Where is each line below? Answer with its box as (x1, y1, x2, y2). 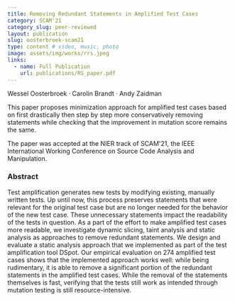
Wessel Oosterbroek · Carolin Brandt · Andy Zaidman (7, 89, 162, 98)
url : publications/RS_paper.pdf (20, 69, 116, 76)
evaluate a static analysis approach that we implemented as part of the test (7, 240, 227, 249)
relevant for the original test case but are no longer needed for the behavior (7, 203, 229, 211)
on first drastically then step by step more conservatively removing (7, 110, 204, 119)
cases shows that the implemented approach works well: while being (7, 256, 209, 264)
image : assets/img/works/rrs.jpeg (7, 50, 110, 57)
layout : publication (7, 30, 69, 38)
